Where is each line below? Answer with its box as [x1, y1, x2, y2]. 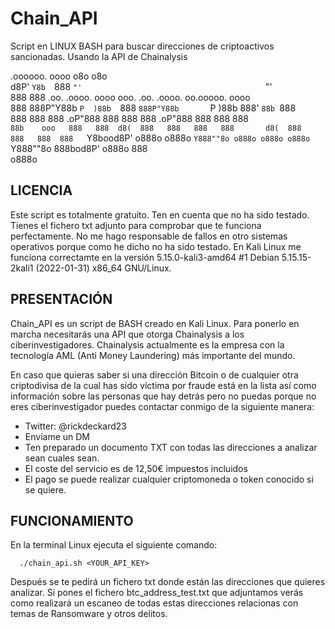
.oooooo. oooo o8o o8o [10, 70, 108, 82]
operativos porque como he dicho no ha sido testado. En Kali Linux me [10, 240, 302, 252]
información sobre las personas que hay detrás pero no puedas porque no [10, 390, 317, 402]
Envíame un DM [24, 430, 90, 442]
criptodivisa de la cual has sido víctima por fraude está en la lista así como [10, 379, 317, 391]
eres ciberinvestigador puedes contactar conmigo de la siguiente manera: [10, 400, 315, 412]
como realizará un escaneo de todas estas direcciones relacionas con [10, 597, 299, 609]
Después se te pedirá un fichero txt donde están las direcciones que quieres [10, 576, 326, 588]
